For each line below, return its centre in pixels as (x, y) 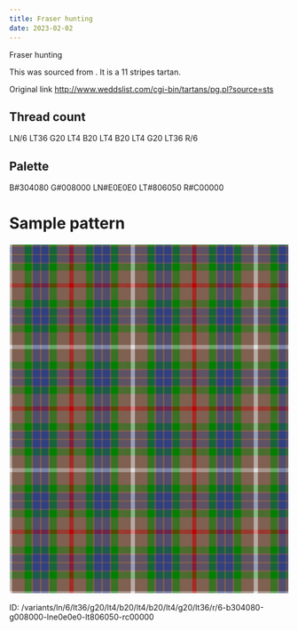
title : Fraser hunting (51, 19)
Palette (29, 166)
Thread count (47, 117)
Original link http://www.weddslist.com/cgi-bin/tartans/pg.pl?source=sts (141, 89)
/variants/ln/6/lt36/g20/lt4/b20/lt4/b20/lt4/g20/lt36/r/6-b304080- (142, 608)
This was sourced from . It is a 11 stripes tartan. (95, 72)
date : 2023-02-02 (41, 28)
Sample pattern (67, 224)
